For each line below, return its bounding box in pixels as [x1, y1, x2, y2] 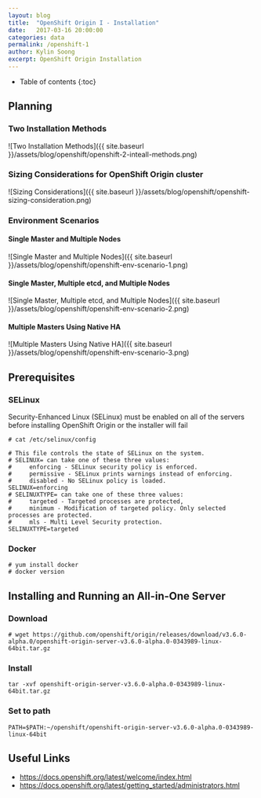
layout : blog [8, 11, 51, 20]
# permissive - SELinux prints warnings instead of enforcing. [8, 470, 234, 478]
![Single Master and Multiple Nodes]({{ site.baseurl [8, 252, 172, 261]
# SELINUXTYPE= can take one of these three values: [8, 491, 184, 499]
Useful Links [8, 752, 71, 765]
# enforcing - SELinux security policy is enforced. [8, 463, 198, 472]
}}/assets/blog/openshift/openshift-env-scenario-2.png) [8, 304, 190, 314]
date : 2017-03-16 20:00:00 [8, 26, 103, 34]
